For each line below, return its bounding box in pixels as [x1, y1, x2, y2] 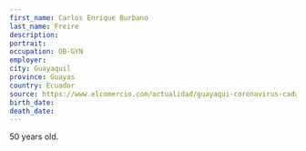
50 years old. [9, 131, 59, 142]
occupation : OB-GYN [9, 47, 84, 56]
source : [9, 89, 39, 98]
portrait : [9, 38, 47, 48]
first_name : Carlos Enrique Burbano [9, 13, 148, 23]
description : [9, 30, 59, 39]
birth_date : [9, 97, 55, 107]
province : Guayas [9, 73, 76, 82]
